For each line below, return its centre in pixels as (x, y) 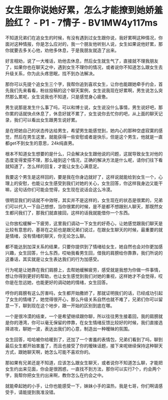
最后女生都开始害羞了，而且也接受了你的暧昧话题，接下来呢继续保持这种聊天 (84, 346)
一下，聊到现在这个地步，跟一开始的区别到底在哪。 (62, 305)
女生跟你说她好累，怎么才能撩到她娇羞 (84, 10)
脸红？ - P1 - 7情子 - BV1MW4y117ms (81, 23)
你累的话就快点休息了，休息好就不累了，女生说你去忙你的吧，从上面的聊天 (82, 113)
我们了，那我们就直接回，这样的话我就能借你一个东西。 (75, 213)
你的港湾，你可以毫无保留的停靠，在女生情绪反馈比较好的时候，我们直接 (84, 322)
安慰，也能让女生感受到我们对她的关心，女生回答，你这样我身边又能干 (90, 183)
